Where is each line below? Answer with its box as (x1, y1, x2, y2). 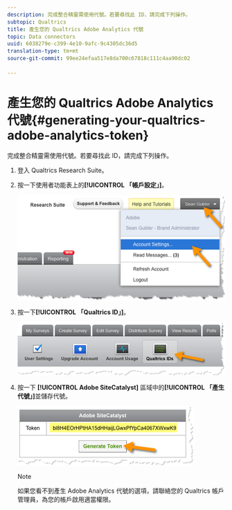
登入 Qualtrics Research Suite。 (17, 166, 108, 174)
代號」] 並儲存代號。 (17, 392, 72, 400)
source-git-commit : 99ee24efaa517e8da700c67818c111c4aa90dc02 (7, 55, 190, 62)
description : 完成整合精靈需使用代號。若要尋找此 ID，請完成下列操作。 (7, 11, 191, 18)
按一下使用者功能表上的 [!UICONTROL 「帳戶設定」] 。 (17, 181, 168, 189)
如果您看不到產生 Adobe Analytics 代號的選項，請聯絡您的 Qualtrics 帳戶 (17, 486, 224, 495)
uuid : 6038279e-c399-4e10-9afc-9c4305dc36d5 (7, 40, 138, 48)
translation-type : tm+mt (7, 48, 79, 55)
